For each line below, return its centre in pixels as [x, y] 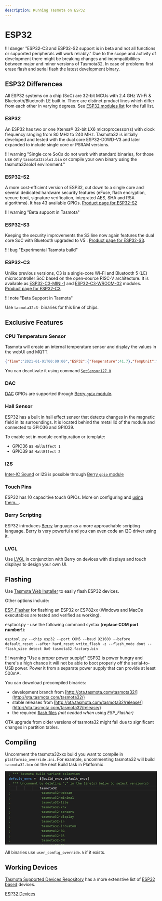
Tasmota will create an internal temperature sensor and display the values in [81, 347]
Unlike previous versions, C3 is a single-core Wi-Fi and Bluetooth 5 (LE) [76, 273]
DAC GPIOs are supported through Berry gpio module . [59, 394]
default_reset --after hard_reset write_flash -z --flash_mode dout [75, 644]
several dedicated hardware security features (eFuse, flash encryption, [75, 192]
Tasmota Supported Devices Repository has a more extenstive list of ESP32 [80, 879]
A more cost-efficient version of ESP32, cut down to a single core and [74, 187]
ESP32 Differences [34, 84]
